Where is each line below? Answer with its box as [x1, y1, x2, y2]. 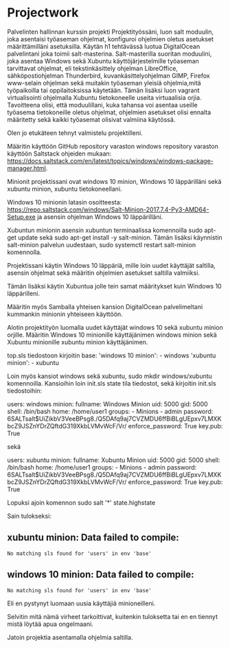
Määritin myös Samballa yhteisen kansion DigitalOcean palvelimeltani [7, 302, 203, 311]
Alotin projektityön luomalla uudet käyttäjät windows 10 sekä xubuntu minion [7, 323, 223, 331]
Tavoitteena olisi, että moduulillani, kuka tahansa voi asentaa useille [7, 101, 198, 109]
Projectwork [7, 5, 79, 21]
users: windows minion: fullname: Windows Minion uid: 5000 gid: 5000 [7, 399, 208, 408]
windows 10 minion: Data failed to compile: [7, 569, 194, 581]
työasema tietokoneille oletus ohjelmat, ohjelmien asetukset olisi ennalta [7, 108, 211, 116]
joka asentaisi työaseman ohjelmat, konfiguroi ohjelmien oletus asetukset [7, 34, 214, 43]
